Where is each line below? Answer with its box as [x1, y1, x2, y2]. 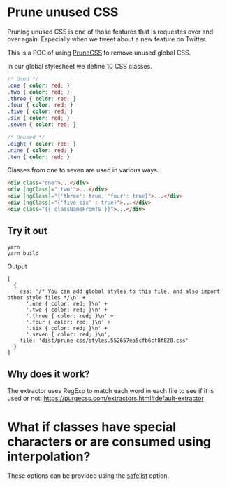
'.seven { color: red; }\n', [25, 331, 111, 338]
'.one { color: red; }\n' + [25, 300, 108, 307]
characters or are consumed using [7, 434, 212, 449]
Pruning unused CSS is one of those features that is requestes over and [7, 27, 214, 36]
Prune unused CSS [7, 4, 119, 20]
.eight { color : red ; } [7, 140, 77, 147]
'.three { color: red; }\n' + [25, 313, 114, 320]
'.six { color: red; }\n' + [25, 324, 108, 331]
